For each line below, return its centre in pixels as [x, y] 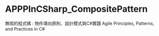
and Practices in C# [25, 29]
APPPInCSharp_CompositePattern [76, 9]
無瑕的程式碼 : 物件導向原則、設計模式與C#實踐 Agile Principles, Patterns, [80, 23]
